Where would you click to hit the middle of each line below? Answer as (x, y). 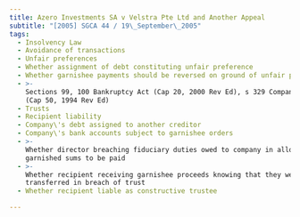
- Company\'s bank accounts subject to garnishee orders (125, 133)
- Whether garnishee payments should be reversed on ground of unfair (151, 76)
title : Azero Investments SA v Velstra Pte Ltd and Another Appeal (137, 17)
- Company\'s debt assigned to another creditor (109, 125)
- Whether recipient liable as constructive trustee (117, 191)
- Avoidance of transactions (71, 51)
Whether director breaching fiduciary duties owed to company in (150, 149)
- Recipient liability (59, 117)
